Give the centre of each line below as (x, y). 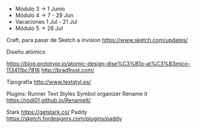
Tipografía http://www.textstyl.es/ (49, 82)
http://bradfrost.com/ (68, 70)
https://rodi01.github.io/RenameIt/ (49, 100)
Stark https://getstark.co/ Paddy (47, 112)
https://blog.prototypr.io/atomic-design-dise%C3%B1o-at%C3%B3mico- (99, 64)
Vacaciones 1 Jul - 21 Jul (46, 22)
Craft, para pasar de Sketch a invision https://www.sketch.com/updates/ (97, 40)
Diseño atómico (26, 52)
